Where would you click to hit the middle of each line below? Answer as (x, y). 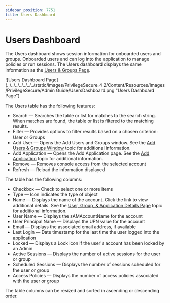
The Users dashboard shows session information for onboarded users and (83, 54)
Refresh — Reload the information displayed (59, 170)
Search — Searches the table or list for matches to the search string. (84, 116)
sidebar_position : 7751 (30, 10)
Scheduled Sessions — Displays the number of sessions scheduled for (87, 265)
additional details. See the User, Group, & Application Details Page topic (87, 206)
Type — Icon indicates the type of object (55, 195)
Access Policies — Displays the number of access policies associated (86, 276)
